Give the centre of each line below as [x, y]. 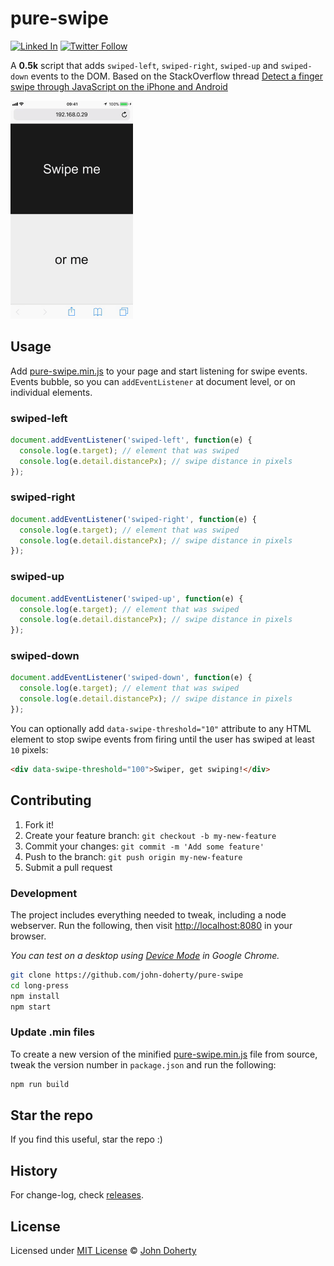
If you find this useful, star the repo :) [86, 1139]
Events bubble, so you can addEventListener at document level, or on [153, 381]
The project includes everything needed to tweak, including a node [148, 914]
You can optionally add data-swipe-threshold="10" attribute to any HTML [161, 728]
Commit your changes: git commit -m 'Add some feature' [144, 846]
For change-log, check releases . [77, 1195]
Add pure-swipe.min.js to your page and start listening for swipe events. [159, 371]
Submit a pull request [68, 867]
